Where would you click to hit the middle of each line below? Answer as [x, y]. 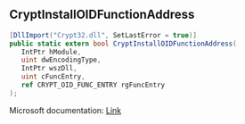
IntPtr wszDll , [49, 69]
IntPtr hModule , [51, 52]
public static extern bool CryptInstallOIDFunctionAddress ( [123, 44]
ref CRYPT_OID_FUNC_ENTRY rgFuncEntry [93, 85]
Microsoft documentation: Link [65, 110]
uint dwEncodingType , [61, 60]
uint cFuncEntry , [53, 77]
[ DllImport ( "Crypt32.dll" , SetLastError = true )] [103, 35]
